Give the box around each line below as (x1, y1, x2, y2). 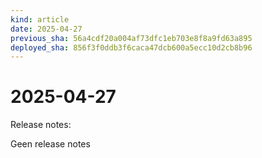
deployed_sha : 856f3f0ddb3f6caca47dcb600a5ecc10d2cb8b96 (10, 42, 253, 53)
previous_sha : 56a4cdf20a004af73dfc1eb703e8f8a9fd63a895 (10, 33, 253, 43)
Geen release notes (10, 138, 91, 150)
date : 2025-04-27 (10, 24, 83, 34)
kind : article (10, 14, 70, 25)
